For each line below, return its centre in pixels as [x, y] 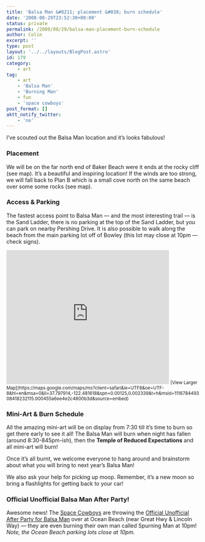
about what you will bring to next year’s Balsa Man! [70, 465]
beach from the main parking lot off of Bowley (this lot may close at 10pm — [102, 235]
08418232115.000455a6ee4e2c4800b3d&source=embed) [68, 399]
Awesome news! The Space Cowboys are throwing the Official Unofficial [98, 513]
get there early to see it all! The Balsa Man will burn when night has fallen [99, 434]
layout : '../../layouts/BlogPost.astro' [59, 52]
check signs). [24, 241]
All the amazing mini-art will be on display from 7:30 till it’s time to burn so [99, 427]
